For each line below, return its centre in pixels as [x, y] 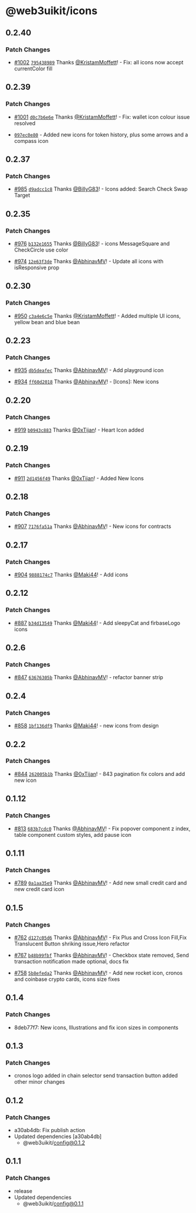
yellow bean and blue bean [47, 322]
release [23, 1191]
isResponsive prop [37, 268]
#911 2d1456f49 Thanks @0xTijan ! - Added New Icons [79, 478]
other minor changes [40, 1082]
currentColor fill [33, 69]
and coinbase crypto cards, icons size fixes [67, 979]
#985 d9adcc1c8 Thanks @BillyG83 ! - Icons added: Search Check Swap [101, 189]
